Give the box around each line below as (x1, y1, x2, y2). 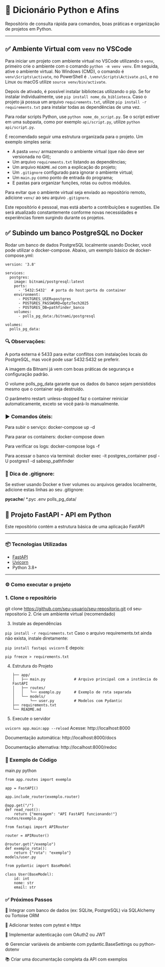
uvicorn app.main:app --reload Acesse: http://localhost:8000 (5, 725, 131, 731)
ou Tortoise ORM (5, 913, 39, 919)
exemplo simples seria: (5, 139, 52, 145)
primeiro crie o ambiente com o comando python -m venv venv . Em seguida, (5, 63, 159, 69)
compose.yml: (5, 252, 34, 258)
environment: (14, 292, 41, 297)
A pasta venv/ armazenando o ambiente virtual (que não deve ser (12, 148, 145, 154)
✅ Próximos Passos (5, 896, 53, 903)
